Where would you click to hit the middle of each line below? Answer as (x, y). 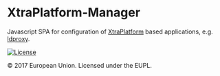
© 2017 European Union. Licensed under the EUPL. (80, 65)
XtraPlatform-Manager (74, 13)
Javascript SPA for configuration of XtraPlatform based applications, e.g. (110, 31)
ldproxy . (19, 38)
